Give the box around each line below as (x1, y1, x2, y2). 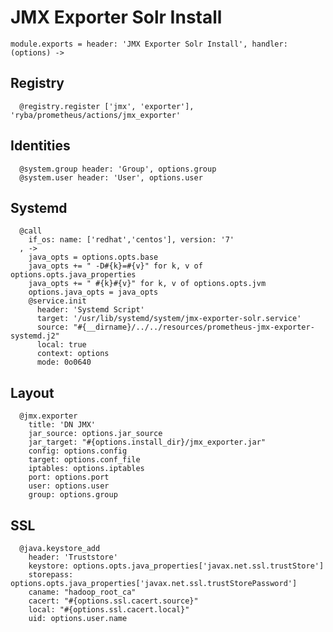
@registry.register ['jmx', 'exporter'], (19, 101, 195, 111)
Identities (10, 137, 71, 155)
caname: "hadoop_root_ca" (28, 587, 137, 597)
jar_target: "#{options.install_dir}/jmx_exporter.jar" (28, 437, 267, 448)
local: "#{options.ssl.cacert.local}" (28, 605, 190, 615)
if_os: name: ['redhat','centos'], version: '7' (28, 235, 235, 245)
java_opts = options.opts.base (28, 252, 159, 263)
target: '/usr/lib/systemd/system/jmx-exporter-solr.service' (36, 314, 302, 324)
